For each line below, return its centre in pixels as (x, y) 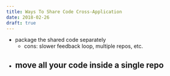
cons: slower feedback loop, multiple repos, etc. (83, 46)
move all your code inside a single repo (89, 65)
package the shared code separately (60, 40)
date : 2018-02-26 (28, 17)
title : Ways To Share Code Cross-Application (64, 12)
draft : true (21, 23)
